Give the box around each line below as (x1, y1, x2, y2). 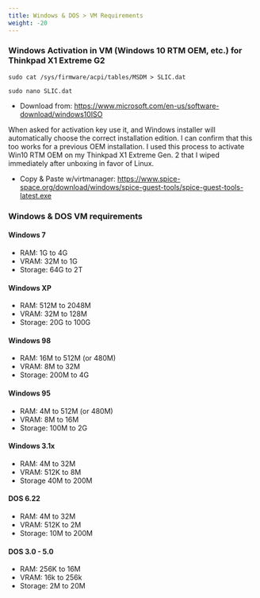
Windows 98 (8, 335, 52, 345)
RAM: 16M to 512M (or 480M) (19, 353, 117, 363)
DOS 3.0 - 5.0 (8, 546, 54, 556)
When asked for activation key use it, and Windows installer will (8, 125, 216, 134)
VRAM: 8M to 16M (19, 415, 79, 424)
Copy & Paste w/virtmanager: (19, 174, 117, 183)
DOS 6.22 (8, 494, 41, 503)
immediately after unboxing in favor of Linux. (8, 158, 155, 168)
